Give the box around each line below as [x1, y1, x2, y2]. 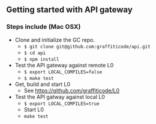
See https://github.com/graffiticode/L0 [23, 86, 120, 94]
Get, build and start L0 [14, 80, 71, 88]
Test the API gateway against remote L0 [14, 61, 114, 69]
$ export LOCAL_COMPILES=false [23, 69, 103, 75]
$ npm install [23, 56, 59, 62]
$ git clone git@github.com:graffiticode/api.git [23, 44, 151, 49]
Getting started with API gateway [6, 5, 133, 15]
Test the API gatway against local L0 [14, 93, 105, 100]
